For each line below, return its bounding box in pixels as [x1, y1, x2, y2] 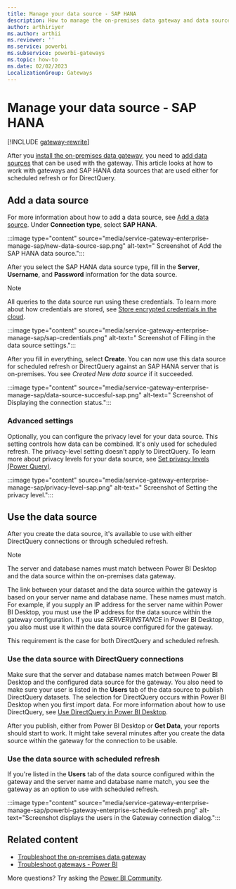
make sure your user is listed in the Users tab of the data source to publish [7, 685, 223, 694]
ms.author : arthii [7, 30, 61, 37]
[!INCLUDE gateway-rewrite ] [7, 138, 90, 147]
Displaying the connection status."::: [7, 399, 112, 407]
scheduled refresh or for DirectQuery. [7, 174, 117, 182]
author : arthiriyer [7, 23, 65, 30]
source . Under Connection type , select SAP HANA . [7, 220, 157, 229]
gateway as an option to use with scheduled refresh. [7, 785, 159, 793]
